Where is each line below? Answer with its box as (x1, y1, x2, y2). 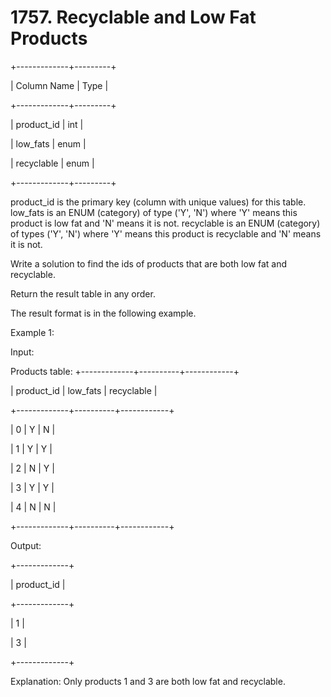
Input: (10, 346, 35, 358)
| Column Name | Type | (10, 79, 109, 91)
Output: (10, 539, 42, 551)
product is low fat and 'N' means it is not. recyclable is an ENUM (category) (10, 217, 321, 229)
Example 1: (10, 326, 55, 338)
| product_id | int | (10, 118, 84, 130)
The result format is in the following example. (10, 307, 197, 319)
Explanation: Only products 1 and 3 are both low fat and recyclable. (10, 675, 286, 687)
